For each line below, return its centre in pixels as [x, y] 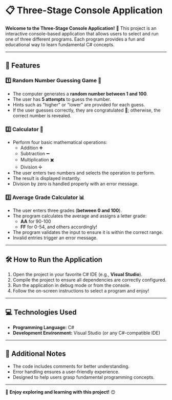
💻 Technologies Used [41, 312]
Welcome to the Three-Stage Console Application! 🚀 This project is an [81, 28]
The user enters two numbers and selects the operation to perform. [84, 173]
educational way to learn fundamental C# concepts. [60, 44]
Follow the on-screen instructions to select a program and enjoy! [81, 291]
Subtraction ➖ [35, 153]
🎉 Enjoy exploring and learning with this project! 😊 [60, 392]
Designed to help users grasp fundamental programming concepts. [83, 377]
